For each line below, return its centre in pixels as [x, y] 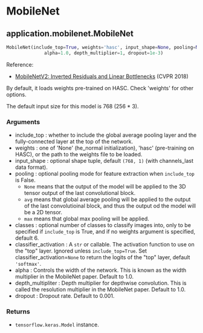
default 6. [27, 238]
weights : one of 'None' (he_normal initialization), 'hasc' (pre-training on [105, 148]
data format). [31, 167]
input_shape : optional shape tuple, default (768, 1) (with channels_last [104, 161]
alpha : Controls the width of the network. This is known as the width [101, 270]
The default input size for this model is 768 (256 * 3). [72, 106]
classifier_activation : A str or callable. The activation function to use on [105, 245]
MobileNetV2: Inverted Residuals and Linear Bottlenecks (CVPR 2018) [102, 76]
